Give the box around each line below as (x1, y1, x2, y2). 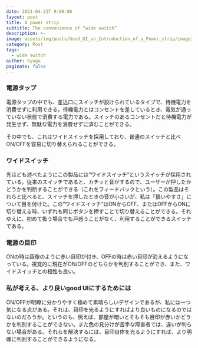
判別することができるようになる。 (16, 335, 99, 342)
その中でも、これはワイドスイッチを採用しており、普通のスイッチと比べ (6, 133, 181, 140)
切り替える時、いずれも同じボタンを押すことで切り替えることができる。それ (6, 207, 192, 215)
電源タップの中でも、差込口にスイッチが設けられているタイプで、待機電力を (6, 98, 192, 105)
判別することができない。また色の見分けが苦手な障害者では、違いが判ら (16, 320, 192, 327)
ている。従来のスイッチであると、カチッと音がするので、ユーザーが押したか (6, 178, 192, 185)
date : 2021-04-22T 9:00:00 (6, 8, 72, 15)
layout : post (6, 14, 38, 20)
